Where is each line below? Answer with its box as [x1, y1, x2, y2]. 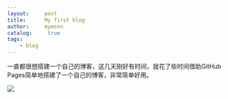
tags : [7, 36, 23, 43]
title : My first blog [7, 17, 85, 24]
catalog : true [7, 29, 60, 37]
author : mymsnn [7, 23, 64, 30]
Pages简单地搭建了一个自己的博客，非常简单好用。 [7, 71, 152, 79]
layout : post [7, 10, 58, 17]
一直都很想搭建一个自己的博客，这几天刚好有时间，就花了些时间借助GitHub [7, 62, 222, 70]
